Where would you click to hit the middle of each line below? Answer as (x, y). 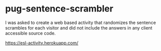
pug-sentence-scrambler (59, 9)
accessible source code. (31, 33)
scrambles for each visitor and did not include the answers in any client (79, 27)
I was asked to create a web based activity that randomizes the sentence (81, 22)
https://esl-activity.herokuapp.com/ (42, 42)
